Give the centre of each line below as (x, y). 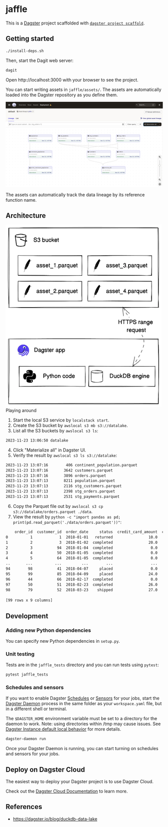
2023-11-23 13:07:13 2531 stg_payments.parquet (63, 497)
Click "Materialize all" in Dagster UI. (49, 450)
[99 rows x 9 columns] (29, 600)
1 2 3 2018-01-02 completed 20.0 (82, 542)
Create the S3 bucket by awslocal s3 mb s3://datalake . (70, 425)
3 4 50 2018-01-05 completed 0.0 (82, 553)
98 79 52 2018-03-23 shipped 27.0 (82, 590)
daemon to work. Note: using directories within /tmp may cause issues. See (83, 724)
